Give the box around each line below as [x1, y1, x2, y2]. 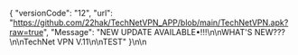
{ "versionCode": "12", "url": [9, 8, 113, 18]
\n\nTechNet [9, 36, 56, 47]
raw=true [9, 27, 43, 37]
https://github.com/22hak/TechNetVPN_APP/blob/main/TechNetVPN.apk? [13, 17, 289, 28]
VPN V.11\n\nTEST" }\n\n [57, 36, 147, 47]
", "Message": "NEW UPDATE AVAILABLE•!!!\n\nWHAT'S [42, 27, 253, 37]
